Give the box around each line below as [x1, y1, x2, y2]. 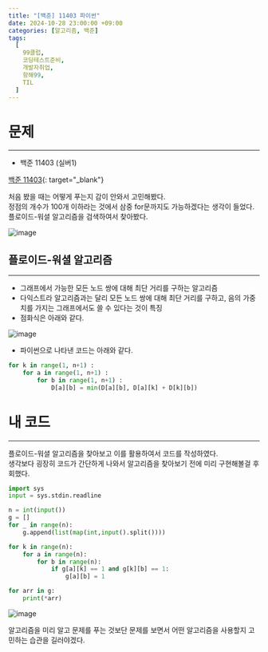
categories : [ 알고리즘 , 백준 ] [8, 26, 99, 34]
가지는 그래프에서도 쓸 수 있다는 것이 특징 [34, 303, 163, 313]
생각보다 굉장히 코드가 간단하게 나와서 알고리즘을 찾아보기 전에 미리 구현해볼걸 [8, 458, 251, 468]
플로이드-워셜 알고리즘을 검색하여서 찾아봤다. [8, 212, 148, 222]
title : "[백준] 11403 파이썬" [8, 11, 100, 20]
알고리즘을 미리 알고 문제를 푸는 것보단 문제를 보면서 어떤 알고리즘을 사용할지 [8, 625, 247, 634]
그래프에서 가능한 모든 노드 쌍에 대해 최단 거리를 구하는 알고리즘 [19, 283, 218, 293]
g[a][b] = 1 [65, 572, 105, 581]
